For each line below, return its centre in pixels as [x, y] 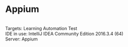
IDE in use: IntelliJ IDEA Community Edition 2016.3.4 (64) [65, 33]
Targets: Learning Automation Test [41, 28]
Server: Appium [22, 39]
